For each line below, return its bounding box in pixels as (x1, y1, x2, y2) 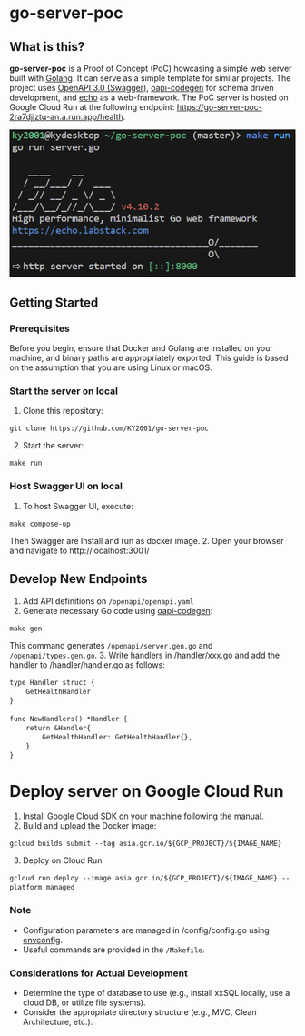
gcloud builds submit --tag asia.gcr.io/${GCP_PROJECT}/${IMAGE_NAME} (9, 840, 282, 849)
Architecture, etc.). (22, 1017, 93, 1028)
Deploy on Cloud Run (22, 855, 103, 866)
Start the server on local (9, 385, 118, 397)
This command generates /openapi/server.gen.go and (9, 639, 213, 650)
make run (9, 458, 43, 468)
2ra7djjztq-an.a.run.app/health (9, 112, 124, 122)
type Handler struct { (9, 678, 95, 687)
